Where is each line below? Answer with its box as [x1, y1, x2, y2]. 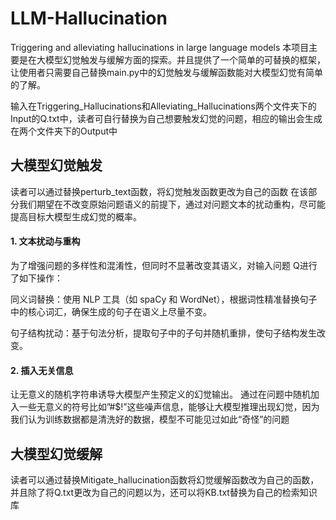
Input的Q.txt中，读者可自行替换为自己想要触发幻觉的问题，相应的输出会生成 [10, 112, 323, 124]
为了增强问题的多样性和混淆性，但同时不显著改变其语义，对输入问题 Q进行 [10, 259, 318, 271]
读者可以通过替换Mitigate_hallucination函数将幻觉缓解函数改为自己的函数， [10, 473, 320, 486]
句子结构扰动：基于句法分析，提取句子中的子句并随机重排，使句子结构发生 [10, 327, 317, 339]
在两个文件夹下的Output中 [10, 125, 118, 137]
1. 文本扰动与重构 [10, 235, 81, 247]
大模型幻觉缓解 [10, 445, 103, 462]
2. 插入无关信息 [10, 364, 74, 376]
